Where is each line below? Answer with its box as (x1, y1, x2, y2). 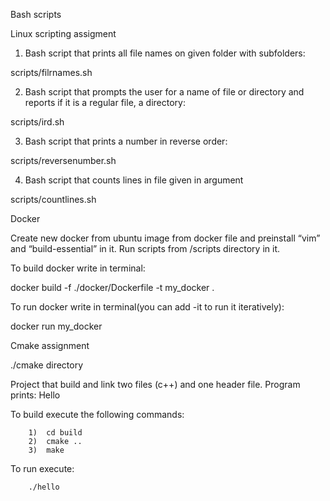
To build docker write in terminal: (10, 262, 146, 274)
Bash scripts (10, 9, 62, 20)
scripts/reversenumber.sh (10, 155, 117, 166)
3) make (28, 445, 65, 455)
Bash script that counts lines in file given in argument (24, 174, 244, 186)
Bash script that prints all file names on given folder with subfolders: (24, 47, 306, 59)
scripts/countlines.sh (10, 194, 97, 205)
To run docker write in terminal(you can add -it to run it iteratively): (10, 301, 285, 313)
